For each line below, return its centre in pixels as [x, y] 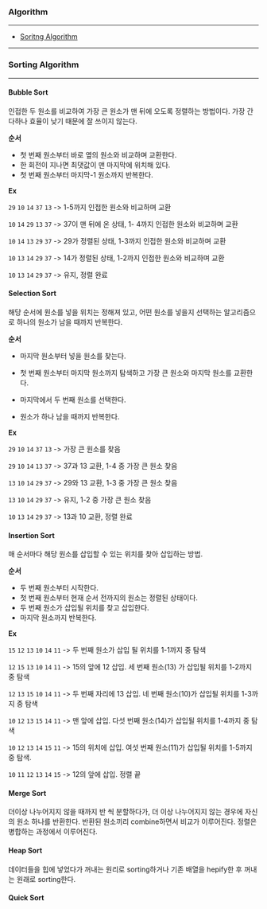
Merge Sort [27, 793]
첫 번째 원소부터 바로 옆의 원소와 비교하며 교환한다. [98, 154]
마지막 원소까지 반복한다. [58, 618]
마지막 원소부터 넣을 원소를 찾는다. [73, 356]
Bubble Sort [28, 92]
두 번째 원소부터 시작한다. [59, 588]
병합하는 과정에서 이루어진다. [53, 832]
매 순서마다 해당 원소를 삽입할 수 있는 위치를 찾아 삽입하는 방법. [106, 554]
